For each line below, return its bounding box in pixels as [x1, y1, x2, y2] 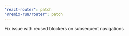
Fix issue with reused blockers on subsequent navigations [4, 25, 124, 31]
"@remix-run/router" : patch [4, 12, 63, 17]
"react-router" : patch [4, 7, 52, 12]
